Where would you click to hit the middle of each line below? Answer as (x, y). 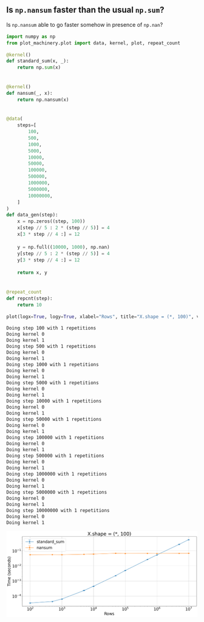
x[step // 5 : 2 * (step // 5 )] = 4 (64, 228)
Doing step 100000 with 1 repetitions (55, 438)
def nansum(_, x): (29, 93)
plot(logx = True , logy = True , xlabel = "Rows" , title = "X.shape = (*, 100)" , (100, 316)
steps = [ (27, 125)
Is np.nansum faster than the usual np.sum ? (86, 10)
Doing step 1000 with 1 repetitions (53, 365)
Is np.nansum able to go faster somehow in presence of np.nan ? (85, 24)
